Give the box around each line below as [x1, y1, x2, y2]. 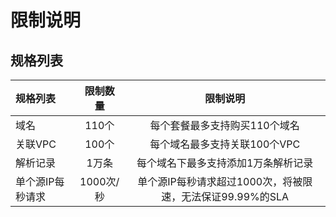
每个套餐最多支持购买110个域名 [149, 119, 300, 132]
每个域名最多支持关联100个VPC [149, 137, 301, 151]
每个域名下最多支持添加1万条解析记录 [136, 156, 314, 170]
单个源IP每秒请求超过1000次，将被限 [137, 175, 313, 188]
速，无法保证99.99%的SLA [161, 190, 290, 203]
